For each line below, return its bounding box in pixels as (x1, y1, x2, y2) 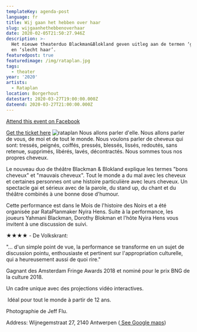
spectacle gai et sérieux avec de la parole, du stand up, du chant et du (6, 184, 176, 191)
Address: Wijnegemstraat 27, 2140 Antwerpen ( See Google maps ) (6, 318, 167, 326)
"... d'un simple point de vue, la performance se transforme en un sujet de (6, 243, 185, 250)
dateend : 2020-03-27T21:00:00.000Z (6, 101, 93, 108)
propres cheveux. (6, 154, 49, 161)
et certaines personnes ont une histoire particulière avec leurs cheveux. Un (6, 177, 188, 185)
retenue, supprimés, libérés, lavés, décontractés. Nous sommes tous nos (6, 147, 183, 155)
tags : (6, 63, 19, 69)
